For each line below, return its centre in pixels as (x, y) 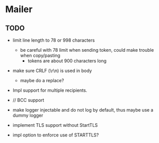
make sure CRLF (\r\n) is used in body (52, 70)
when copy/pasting (40, 55)
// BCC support (28, 100)
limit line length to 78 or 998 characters (54, 40)
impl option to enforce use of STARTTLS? (56, 135)
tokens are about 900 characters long (67, 61)
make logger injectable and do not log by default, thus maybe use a (83, 110)
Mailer (19, 9)
